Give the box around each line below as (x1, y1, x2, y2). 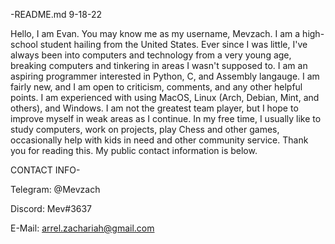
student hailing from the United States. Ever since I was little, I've (39, 39, 308, 50)
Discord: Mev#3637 (10, 203, 93, 214)
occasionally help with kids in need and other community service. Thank (10, 134, 309, 146)
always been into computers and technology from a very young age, (10, 49, 292, 61)
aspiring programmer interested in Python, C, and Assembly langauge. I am (10, 70, 320, 82)
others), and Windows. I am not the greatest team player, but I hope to (10, 102, 299, 114)
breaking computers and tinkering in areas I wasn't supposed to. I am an (10, 60, 308, 71)
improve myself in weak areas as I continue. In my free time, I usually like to (10, 113, 322, 124)
